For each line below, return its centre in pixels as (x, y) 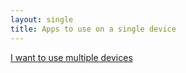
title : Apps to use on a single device (93, 29)
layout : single (42, 19)
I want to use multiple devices (71, 57)
